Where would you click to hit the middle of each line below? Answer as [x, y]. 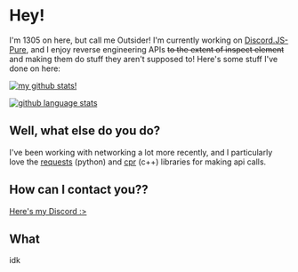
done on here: [35, 68]
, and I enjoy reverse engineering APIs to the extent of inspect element [155, 49]
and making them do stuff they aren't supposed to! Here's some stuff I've [144, 59]
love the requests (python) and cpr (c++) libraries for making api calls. [138, 162]
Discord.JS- [266, 40]
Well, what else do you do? [85, 131]
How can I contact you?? [79, 190]
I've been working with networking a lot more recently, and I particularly [141, 152]
